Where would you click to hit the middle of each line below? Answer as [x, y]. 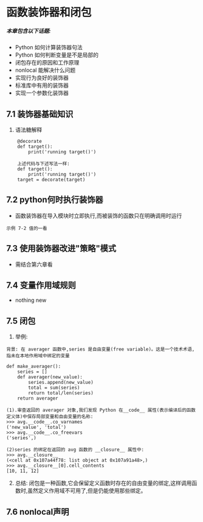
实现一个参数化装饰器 [42, 93]
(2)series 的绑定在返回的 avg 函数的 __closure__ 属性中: [75, 450]
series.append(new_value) [61, 383]
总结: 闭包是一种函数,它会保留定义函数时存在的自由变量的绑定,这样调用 [103, 483]
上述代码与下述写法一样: [43, 164]
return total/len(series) [61, 393]
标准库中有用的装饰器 [42, 85]
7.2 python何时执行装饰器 [55, 200]
